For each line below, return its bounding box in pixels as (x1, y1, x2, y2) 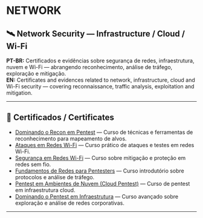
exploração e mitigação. (6, 70, 66, 77)
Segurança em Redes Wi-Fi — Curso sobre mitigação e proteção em (14, 154, 186, 161)
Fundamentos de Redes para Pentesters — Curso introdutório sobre (14, 167, 184, 174)
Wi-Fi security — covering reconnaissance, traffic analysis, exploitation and (6, 83, 195, 90)
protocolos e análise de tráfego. (14, 173, 95, 180)
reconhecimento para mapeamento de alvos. (14, 134, 127, 142)
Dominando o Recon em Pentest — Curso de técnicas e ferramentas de (14, 128, 193, 136)
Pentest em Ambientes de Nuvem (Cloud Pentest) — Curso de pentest (14, 180, 190, 187)
